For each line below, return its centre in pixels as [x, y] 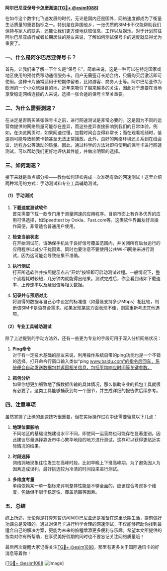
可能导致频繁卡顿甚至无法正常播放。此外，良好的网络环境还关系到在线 [85, 138]
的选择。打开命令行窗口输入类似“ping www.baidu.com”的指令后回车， [84, 361]
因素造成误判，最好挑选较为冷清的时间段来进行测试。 [67, 469]
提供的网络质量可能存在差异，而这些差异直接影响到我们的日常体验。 [83, 126]
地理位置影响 [25, 427]
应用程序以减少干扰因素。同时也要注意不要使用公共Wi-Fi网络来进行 [81, 249]
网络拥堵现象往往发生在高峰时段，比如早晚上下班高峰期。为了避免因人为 [86, 462]
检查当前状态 [25, 237]
